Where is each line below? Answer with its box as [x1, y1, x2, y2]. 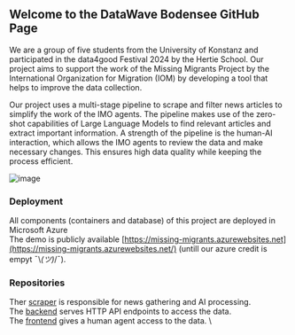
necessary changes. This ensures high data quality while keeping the [9, 146, 262, 157]
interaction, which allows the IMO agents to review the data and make [9, 136, 263, 147]
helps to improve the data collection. [9, 82, 143, 92]
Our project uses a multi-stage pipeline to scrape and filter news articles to [9, 99, 283, 110]
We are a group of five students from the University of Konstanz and [9, 44, 259, 55]
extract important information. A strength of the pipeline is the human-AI [9, 128, 273, 138]
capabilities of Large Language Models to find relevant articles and [27, 118, 272, 129]
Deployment [9, 195, 64, 207]
